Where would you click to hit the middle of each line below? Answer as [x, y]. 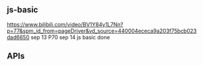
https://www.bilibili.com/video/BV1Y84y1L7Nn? [65, 24]
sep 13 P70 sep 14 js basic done [70, 37]
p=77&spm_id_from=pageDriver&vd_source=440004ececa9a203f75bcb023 [102, 31]
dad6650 [18, 37]
